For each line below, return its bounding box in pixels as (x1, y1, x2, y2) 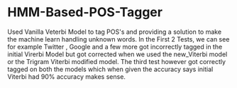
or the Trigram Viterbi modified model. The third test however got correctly (7, 57, 226, 65)
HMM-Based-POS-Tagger (7, 4, 163, 20)
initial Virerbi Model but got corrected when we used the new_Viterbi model (7, 50, 228, 58)
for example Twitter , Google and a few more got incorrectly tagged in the (7, 42, 223, 51)
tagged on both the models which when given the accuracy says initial (7, 65, 214, 73)
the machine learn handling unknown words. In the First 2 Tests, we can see (7, 34, 230, 43)
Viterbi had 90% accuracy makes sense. (7, 72, 126, 81)
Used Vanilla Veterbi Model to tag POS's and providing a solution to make (7, 27, 222, 36)
